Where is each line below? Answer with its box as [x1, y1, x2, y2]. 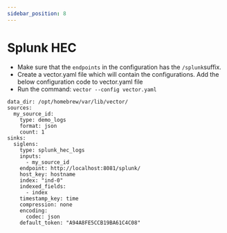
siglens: [13, 140, 39, 147]
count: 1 [19, 129, 45, 136]
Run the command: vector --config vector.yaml [17, 84, 157, 93]
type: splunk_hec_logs [19, 147, 85, 153]
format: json [19, 122, 57, 129]
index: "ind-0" [19, 177, 64, 184]
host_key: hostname [19, 171, 76, 178]
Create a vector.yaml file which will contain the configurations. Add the [17, 70, 219, 78]
